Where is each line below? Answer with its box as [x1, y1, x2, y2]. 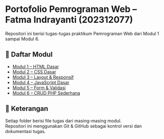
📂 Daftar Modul [5, 50, 53, 59]
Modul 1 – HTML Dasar [12, 63, 59, 69]
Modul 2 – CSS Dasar [12, 69, 56, 75]
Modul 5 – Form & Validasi [12, 85, 66, 91]
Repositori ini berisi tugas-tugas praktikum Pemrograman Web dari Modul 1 [5, 30, 160, 36]
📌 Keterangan [5, 105, 48, 113]
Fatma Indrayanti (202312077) [5, 14, 133, 25]
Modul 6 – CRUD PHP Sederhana [12, 90, 81, 96]
